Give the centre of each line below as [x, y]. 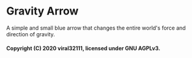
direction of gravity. [31, 34]
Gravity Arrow [42, 11]
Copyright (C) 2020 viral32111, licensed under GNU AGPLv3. [83, 48]
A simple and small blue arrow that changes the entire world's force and [96, 28]
